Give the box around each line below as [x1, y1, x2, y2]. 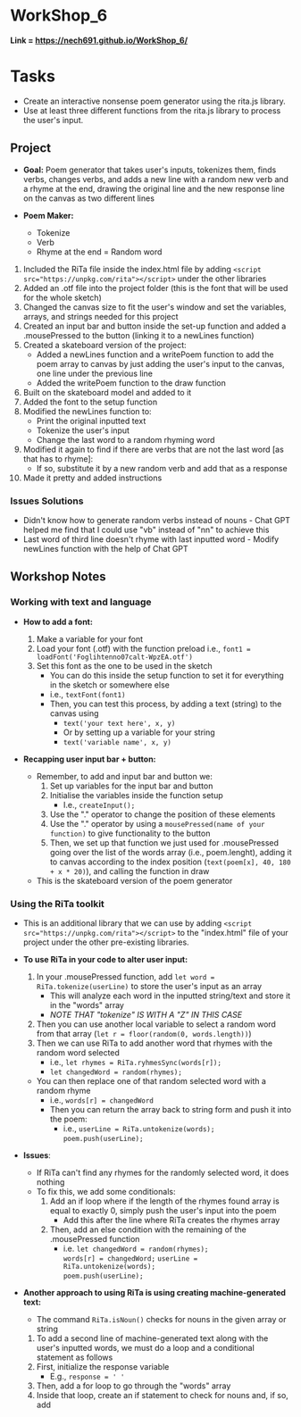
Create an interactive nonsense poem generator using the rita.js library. [22, 96, 286, 106]
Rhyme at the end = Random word [36, 246, 163, 257]
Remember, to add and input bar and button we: [36, 771, 213, 781]
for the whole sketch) [22, 292, 102, 303]
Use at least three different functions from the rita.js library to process [22, 104, 281, 116]
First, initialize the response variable [36, 1361, 170, 1371]
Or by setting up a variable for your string [63, 727, 215, 738]
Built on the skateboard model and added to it [22, 387, 192, 397]
